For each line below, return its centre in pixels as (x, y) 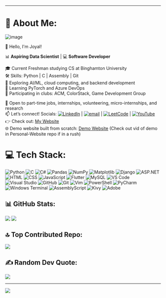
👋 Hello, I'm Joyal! (23, 46)
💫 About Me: (31, 23)
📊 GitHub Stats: (30, 204)
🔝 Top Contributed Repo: (44, 235)
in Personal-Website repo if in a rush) (43, 134)
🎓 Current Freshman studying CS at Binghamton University (66, 68)
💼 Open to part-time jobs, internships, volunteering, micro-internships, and (81, 103)
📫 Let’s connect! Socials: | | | (68, 114)
